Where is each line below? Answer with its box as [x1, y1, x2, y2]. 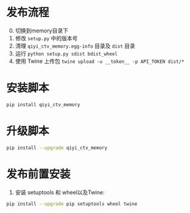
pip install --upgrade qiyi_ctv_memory [6, 145, 108, 151]
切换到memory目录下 [15, 27, 69, 34]
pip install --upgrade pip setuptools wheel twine [6, 201, 138, 207]
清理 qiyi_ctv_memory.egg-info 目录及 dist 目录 [15, 42, 135, 49]
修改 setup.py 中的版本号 [15, 34, 78, 42]
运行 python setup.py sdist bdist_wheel [15, 49, 118, 57]
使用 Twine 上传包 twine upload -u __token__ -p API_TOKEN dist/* [15, 57, 185, 65]
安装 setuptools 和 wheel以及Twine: [15, 189, 105, 196]
